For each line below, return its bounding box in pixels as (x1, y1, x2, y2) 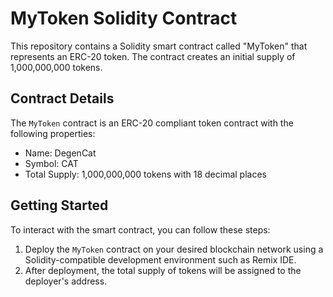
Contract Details (10, 90, 115, 107)
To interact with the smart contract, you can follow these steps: (10, 223, 271, 236)
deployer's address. (24, 275, 108, 287)
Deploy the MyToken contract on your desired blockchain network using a (24, 243, 324, 255)
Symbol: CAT (24, 157, 79, 169)
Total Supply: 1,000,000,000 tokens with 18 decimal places (24, 168, 267, 180)
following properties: (10, 127, 96, 139)
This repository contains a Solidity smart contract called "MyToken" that (10, 40, 308, 52)
